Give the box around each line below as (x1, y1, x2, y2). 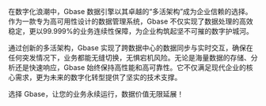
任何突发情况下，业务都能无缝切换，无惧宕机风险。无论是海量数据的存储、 (8, 53, 251, 62)
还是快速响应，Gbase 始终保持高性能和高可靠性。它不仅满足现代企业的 (14, 63, 247, 72)
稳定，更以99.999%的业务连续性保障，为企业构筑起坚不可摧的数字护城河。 (8, 27, 253, 35)
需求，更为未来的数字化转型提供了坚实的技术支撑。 (14, 73, 182, 82)
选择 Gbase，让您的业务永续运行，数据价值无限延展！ (8, 90, 184, 98)
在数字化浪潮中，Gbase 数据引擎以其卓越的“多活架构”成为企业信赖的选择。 (8, 7, 253, 16)
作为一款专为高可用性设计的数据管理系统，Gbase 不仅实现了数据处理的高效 (8, 16, 253, 26)
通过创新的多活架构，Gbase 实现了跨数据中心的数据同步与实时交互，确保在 (8, 43, 253, 53)
